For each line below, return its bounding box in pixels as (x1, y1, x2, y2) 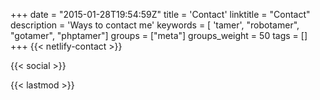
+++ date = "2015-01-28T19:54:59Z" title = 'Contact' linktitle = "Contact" (10, 9, 311, 20)
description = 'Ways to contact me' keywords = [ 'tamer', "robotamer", (10, 19, 300, 31)
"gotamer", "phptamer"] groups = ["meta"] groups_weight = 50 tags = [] (10, 30, 308, 41)
